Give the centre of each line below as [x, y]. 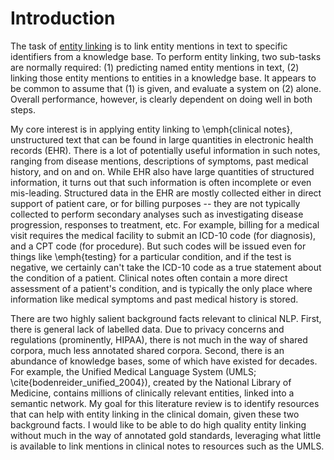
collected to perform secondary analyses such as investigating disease [157, 214]
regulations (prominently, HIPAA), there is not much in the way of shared [159, 339]
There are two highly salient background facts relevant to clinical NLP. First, [166, 318]
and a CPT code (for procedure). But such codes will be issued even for [158, 246]
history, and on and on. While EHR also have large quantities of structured [162, 171]
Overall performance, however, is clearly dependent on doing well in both [161, 99]
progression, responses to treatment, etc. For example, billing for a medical [165, 224]
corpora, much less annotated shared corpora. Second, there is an [147, 350]
